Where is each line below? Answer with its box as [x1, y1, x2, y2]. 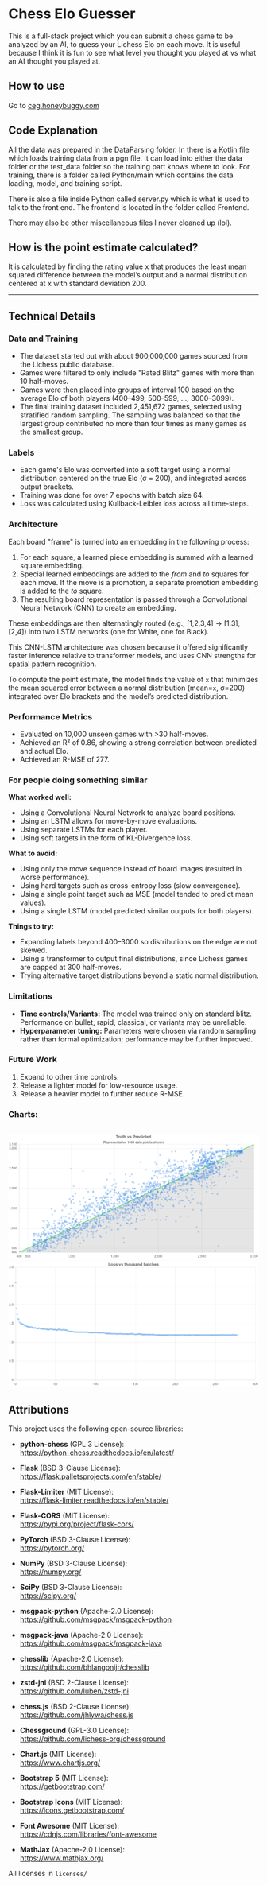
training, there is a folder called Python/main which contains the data [8, 170, 234, 180]
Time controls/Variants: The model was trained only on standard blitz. [19, 1009, 253, 1018]
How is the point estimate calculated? [8, 240, 199, 254]
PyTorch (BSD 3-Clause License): [19, 1535, 131, 1545]
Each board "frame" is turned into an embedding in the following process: [8, 537, 250, 546]
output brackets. [19, 482, 74, 491]
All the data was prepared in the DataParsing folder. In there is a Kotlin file [8, 145, 250, 154]
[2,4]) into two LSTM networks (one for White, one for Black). [8, 626, 209, 636]
